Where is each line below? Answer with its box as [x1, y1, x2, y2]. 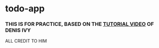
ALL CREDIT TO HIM [5, 38, 47, 44]
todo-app [5, 3, 45, 14]
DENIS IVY [5, 27, 31, 34]
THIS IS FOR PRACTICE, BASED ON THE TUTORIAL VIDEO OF [5, 21, 154, 28]
